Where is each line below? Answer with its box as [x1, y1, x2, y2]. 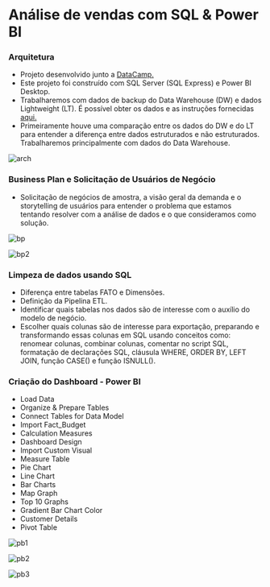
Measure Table [19, 454, 70, 464]
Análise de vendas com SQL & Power [8, 6, 260, 24]
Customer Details [19, 514, 78, 524]
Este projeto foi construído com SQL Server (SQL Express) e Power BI [19, 78, 252, 88]
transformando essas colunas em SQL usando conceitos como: [19, 330, 231, 340]
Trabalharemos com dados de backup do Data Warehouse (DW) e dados [19, 95, 262, 105]
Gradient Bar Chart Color [19, 506, 103, 515]
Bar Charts [19, 480, 56, 490]
